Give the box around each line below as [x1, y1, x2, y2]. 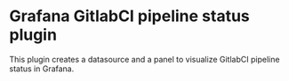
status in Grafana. [9, 63, 75, 74]
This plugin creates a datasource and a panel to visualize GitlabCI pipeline [9, 54, 280, 64]
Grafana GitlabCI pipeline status [9, 6, 251, 26]
